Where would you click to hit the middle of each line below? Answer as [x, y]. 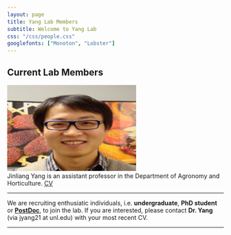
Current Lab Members [55, 72]
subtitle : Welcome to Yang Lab [52, 29]
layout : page [26, 14]
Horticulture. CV [30, 183]
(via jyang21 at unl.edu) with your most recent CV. [78, 217]
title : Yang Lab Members [43, 22]
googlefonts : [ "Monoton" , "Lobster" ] [61, 44]
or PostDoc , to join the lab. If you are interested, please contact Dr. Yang [110, 210]
